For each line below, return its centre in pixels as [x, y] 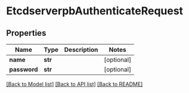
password [24, 69]
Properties [26, 33]
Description [81, 50]
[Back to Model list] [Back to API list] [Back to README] [75, 84]
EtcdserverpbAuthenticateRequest [95, 11]
